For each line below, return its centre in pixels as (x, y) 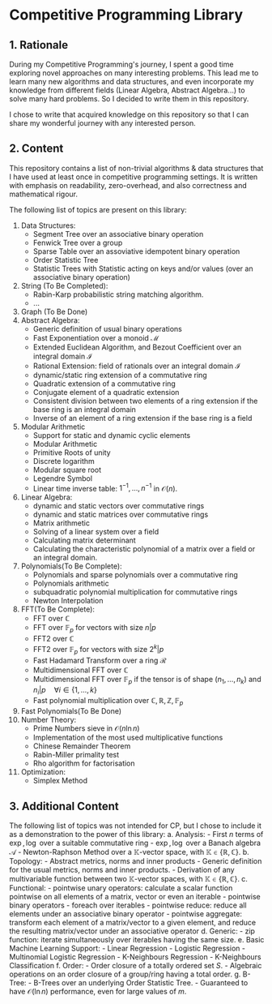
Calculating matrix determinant (84, 540)
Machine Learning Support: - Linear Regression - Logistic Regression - (127, 948)
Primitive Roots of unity (72, 453)
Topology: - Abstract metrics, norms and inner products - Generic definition (136, 860)
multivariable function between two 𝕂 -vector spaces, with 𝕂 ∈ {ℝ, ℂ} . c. (128, 878)
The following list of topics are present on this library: (98, 209)
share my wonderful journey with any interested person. (103, 123)
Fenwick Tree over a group (78, 242)
